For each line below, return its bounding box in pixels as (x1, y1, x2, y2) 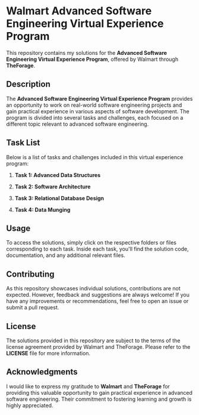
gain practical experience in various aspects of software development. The (6, 107, 189, 114)
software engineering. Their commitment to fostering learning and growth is (6, 395, 192, 402)
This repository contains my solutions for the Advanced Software (6, 49, 168, 56)
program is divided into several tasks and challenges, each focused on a (6, 114, 184, 121)
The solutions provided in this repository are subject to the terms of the (6, 337, 181, 344)
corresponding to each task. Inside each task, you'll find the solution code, (6, 246, 189, 253)
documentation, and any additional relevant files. (6, 252, 126, 259)
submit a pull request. (6, 304, 59, 311)
